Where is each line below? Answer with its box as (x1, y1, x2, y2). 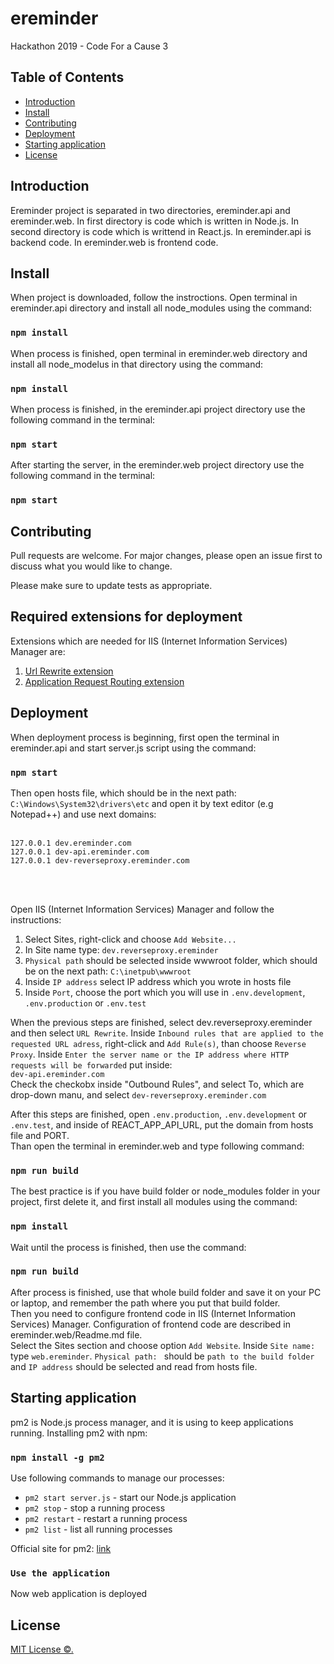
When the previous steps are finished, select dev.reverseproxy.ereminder (10, 1016, 313, 1028)
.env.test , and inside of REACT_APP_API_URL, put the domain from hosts (10, 1118, 314, 1131)
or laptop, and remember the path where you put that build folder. (10, 1297, 281, 1309)
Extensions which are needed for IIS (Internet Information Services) (10, 635, 288, 647)
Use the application (10, 1567, 111, 1579)
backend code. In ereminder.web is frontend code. (10, 236, 219, 248)
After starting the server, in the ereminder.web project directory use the (10, 459, 305, 471)
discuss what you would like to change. (10, 560, 173, 572)
